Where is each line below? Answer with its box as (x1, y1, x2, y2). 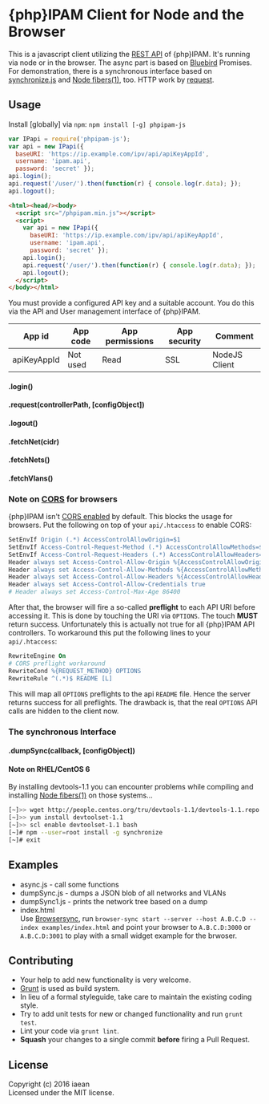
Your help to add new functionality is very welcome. (19, 975, 191, 984)
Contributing (8, 953, 74, 968)
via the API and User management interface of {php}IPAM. (8, 306, 201, 316)
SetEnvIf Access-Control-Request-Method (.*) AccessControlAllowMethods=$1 (8, 543, 267, 551)
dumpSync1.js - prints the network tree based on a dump (19, 896, 208, 906)
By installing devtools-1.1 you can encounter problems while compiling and (8, 782, 254, 792)
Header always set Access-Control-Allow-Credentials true (8, 580, 206, 589)
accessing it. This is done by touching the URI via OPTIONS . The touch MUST (8, 611, 259, 621)
